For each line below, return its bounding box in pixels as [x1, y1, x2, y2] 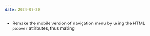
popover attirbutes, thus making [12, 25, 75, 31]
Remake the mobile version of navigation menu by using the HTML [12, 20, 146, 26]
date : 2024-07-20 [5, 7, 40, 12]
